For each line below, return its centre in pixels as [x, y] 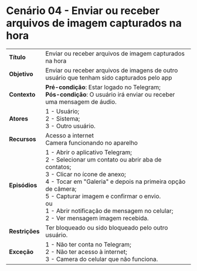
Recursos [23, 139]
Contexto [22, 94]
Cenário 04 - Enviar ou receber [83, 11]
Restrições [24, 231]
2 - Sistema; [63, 118]
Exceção [21, 252]
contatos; [58, 167]
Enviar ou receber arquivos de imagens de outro [112, 70]
